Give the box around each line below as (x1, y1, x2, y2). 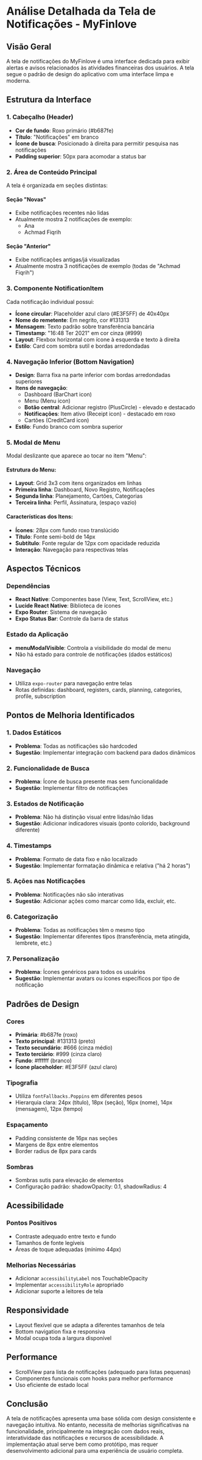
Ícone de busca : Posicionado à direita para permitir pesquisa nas (15, 139, 179, 147)
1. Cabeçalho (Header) (6, 113, 74, 121)
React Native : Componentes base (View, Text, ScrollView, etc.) (15, 596, 173, 603)
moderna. (6, 77, 31, 84)
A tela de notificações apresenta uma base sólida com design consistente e (6, 1415, 196, 1422)
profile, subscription (15, 693, 66, 700)
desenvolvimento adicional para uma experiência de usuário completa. (6, 1447, 184, 1455)
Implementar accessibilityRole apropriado (15, 1281, 124, 1288)
